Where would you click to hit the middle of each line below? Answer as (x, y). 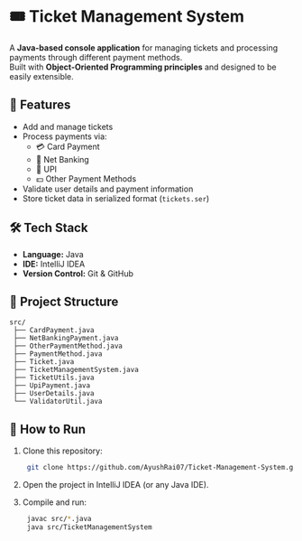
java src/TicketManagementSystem (89, 527)
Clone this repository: (62, 451)
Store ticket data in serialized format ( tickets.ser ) (116, 198)
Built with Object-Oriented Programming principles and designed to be (143, 67)
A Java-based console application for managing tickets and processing (143, 47)
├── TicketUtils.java (54, 378)
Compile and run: (55, 502)
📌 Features (40, 105)
